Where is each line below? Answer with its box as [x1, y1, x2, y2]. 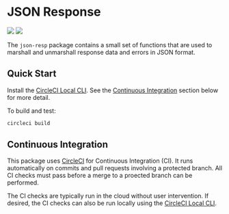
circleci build [7, 120, 51, 126]
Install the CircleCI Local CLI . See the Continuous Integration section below [7, 86, 219, 94]
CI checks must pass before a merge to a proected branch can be [7, 172, 193, 180]
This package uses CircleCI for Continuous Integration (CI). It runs [7, 157, 193, 165]
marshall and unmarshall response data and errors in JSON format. [7, 48, 196, 56]
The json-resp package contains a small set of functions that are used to [7, 40, 213, 49]
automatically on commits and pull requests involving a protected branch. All [7, 164, 223, 172]
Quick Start [7, 68, 57, 79]
